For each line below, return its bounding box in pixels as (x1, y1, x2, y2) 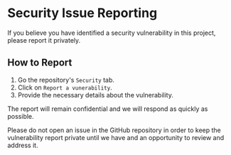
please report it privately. (7, 36, 81, 44)
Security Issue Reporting (7, 5, 158, 21)
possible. (7, 112, 34, 120)
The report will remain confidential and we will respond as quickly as (7, 105, 208, 113)
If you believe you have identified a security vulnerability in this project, (7, 28, 216, 37)
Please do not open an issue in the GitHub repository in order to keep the (7, 126, 222, 134)
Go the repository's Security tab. (17, 75, 115, 84)
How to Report (7, 57, 72, 69)
